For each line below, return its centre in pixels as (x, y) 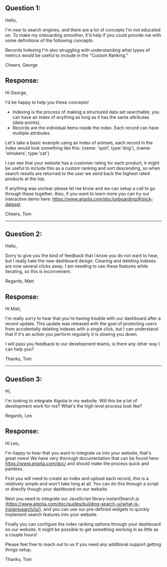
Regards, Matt (20, 281)
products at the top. (25, 179)
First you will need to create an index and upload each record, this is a (77, 478)
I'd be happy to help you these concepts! (47, 102)
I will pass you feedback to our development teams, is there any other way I (83, 344)
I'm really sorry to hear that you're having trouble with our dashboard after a (83, 318)
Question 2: (24, 234)
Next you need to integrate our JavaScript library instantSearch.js (72, 498)
